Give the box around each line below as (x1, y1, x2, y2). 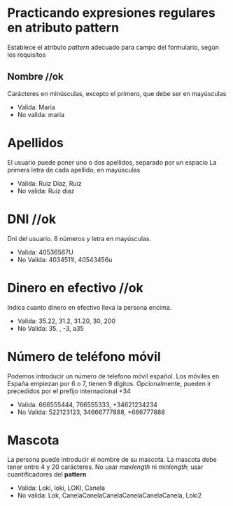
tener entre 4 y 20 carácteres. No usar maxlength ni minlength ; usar (7, 463, 204, 471)
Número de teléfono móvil (7, 348, 161, 364)
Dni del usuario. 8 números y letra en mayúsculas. (7, 234, 152, 242)
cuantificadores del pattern (7, 470, 87, 479)
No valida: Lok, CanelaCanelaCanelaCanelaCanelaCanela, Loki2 (17, 491, 202, 500)
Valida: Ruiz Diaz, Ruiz (17, 179, 82, 187)
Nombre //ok (7, 71, 64, 83)
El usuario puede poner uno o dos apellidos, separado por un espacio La (7, 158, 217, 166)
